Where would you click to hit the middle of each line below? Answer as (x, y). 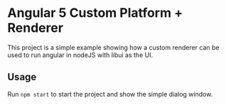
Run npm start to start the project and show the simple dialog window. (110, 94)
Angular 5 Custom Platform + (95, 13)
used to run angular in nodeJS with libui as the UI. (80, 55)
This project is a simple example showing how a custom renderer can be (113, 47)
